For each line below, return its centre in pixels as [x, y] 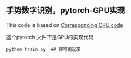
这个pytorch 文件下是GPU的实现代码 [50, 37]
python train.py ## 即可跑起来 [43, 49]
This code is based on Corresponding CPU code [65, 25]
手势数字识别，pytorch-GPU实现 [65, 11]
